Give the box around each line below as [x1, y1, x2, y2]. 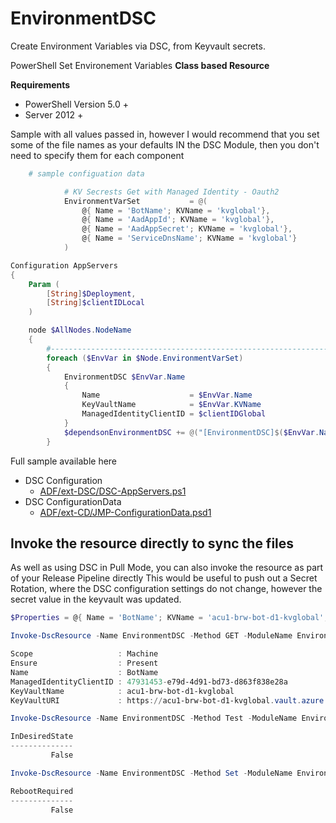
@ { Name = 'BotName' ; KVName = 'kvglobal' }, [81, 205, 271, 216]
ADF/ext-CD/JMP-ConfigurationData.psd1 [39, 506, 212, 518]
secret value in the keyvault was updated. [10, 593, 182, 606]
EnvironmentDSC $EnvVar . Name [63, 372, 186, 382]
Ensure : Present [10, 658, 159, 668]
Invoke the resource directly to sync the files [10, 535, 295, 552]
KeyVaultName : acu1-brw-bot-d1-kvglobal [10, 686, 235, 696]
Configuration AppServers [10, 260, 118, 271]
